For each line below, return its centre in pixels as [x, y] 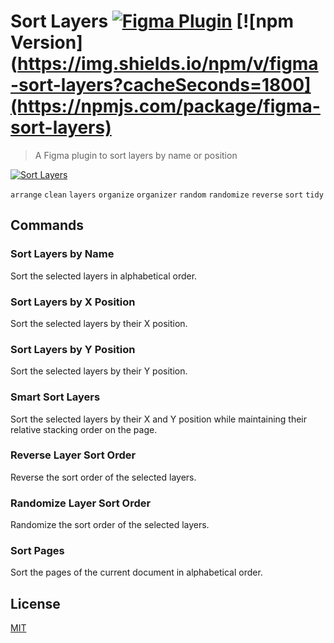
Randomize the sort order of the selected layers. [110, 525]
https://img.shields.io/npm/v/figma [168, 64]
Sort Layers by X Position [73, 302]
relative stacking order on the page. [84, 429]
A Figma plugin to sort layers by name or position [136, 155]
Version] [46, 42]
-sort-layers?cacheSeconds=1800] [161, 85]
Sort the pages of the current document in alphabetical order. [136, 572]
